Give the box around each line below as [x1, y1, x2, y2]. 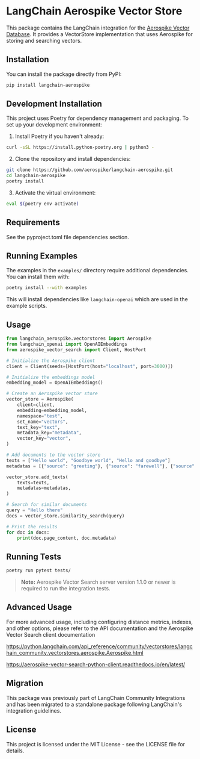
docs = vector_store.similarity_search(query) [6, 513, 125, 519]
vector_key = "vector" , [17, 436, 71, 442]
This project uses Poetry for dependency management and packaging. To [6, 114, 189, 122]
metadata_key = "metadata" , [17, 429, 82, 436]
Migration [6, 678, 44, 689]
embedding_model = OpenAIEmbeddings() [6, 379, 103, 386]
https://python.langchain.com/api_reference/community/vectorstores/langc [6, 643, 193, 650]
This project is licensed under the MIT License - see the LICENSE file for [6, 740, 185, 748]
